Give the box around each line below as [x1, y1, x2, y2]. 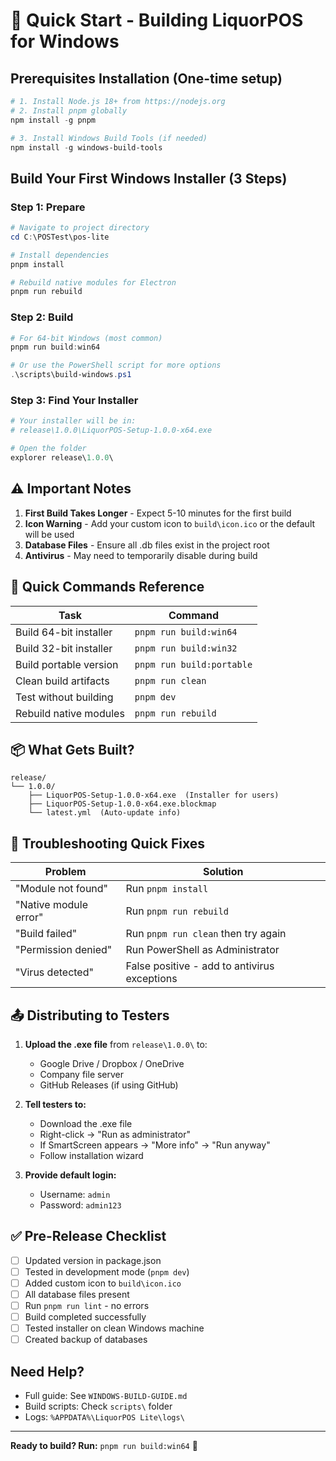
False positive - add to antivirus [125, 959, 275, 973]
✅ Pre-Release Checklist [10, 1228, 167, 1245]
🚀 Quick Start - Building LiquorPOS [10, 9, 304, 32]
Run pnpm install [125, 882, 209, 896]
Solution [202, 865, 244, 879]
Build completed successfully [24, 1311, 147, 1323]
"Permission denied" [15, 943, 113, 957]
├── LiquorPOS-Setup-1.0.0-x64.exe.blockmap [28, 799, 217, 809]
